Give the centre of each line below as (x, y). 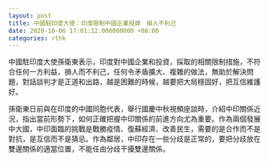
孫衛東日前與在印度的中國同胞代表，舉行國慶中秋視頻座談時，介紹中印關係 (131, 109)
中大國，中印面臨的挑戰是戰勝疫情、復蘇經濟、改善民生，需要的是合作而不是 (134, 129)
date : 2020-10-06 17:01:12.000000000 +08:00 (84, 30)
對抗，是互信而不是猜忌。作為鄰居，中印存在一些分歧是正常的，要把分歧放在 (134, 139)
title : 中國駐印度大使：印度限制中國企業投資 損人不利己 (92, 23)
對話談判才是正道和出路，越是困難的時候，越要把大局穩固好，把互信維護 (141, 82)
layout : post (30, 16)
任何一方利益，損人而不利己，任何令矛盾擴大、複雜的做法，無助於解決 (130, 72)
